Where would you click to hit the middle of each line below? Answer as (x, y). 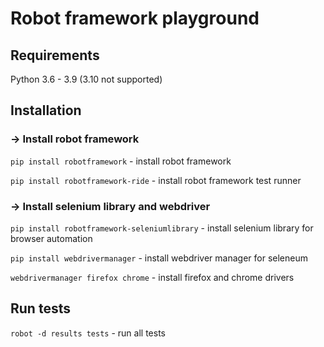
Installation (46, 110)
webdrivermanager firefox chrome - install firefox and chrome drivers (152, 277)
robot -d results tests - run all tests (88, 333)
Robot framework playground (135, 18)
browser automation (51, 238)
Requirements (55, 55)
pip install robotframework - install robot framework (121, 161)
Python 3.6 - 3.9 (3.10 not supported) (86, 79)
